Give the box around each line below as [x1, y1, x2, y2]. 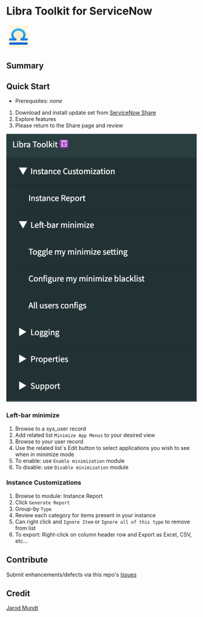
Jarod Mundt [6, 604, 39, 612]
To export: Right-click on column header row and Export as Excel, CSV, [14, 530, 192, 538]
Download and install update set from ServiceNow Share [14, 109, 156, 116]
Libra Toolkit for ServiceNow [6, 4, 153, 18]
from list [14, 524, 36, 532]
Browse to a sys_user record [14, 425, 86, 432]
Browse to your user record [14, 437, 83, 445]
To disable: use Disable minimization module [14, 463, 129, 471]
